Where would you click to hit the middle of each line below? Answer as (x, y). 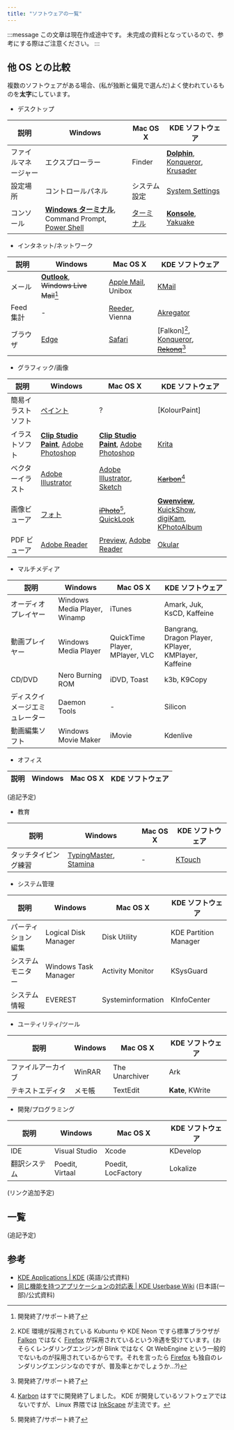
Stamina (81, 864)
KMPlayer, (181, 656)
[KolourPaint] (179, 410)
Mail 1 (50, 295)
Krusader (181, 171)
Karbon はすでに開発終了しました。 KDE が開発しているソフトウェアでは (122, 1396)
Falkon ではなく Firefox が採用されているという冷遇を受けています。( (116, 1340)
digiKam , (172, 519)
